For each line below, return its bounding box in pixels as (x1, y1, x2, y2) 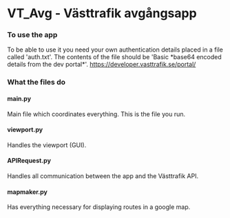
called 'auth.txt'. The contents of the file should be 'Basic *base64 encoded (7, 53, 222, 61)
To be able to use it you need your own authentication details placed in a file (7, 45, 224, 54)
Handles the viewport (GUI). (7, 140, 87, 149)
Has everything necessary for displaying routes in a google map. (7, 203, 191, 211)
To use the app (7, 30, 58, 40)
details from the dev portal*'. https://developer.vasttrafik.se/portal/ (7, 61, 196, 69)
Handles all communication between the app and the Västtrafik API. (7, 172, 198, 180)
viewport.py (7, 126, 43, 134)
